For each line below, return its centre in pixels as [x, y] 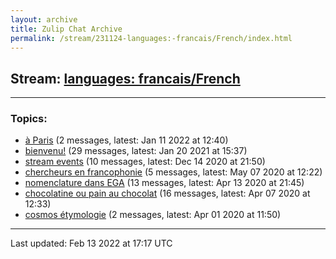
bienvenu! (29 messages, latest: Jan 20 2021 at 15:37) [136, 151]
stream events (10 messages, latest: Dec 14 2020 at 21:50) [145, 162]
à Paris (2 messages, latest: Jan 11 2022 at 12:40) [126, 140]
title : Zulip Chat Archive [66, 29]
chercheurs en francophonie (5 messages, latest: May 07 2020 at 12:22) [173, 172]
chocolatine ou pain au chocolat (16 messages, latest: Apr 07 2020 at [167, 193]
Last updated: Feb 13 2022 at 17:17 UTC [91, 243]
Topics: [29, 119]
